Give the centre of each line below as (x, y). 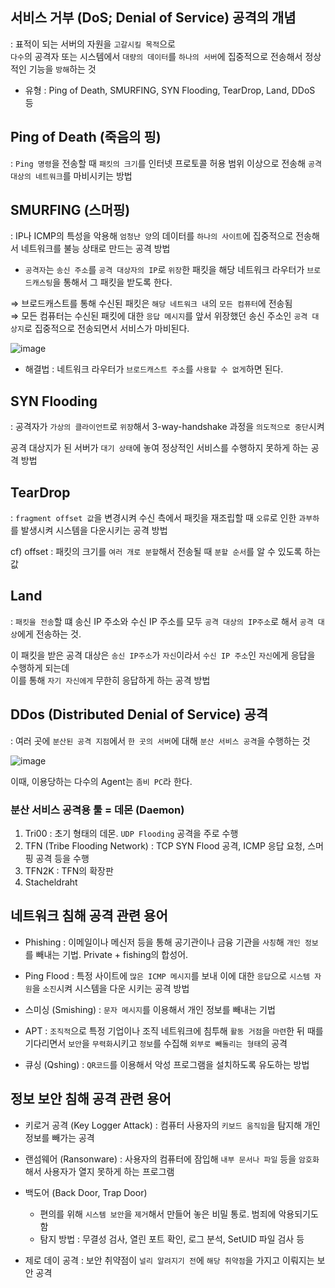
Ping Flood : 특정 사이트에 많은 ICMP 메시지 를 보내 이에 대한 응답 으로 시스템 (167, 975)
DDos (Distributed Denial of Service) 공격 (139, 714)
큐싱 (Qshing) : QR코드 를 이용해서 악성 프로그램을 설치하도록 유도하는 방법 (167, 1064)
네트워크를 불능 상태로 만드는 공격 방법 (95, 249)
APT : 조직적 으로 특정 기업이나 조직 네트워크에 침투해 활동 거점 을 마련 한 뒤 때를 (174, 1030)
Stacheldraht (51, 882)
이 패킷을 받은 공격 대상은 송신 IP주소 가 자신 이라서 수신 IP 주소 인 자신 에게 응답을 (163, 655)
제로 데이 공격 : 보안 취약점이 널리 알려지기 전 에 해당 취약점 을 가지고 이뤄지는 (169, 1260)
